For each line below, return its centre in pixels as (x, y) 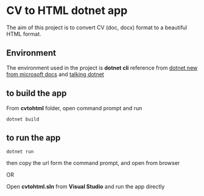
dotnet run (20, 152)
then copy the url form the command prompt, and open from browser (93, 163)
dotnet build (23, 119)
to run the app (33, 138)
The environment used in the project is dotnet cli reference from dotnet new (102, 68)
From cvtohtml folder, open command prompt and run (74, 108)
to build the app (37, 93)
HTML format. (24, 33)
